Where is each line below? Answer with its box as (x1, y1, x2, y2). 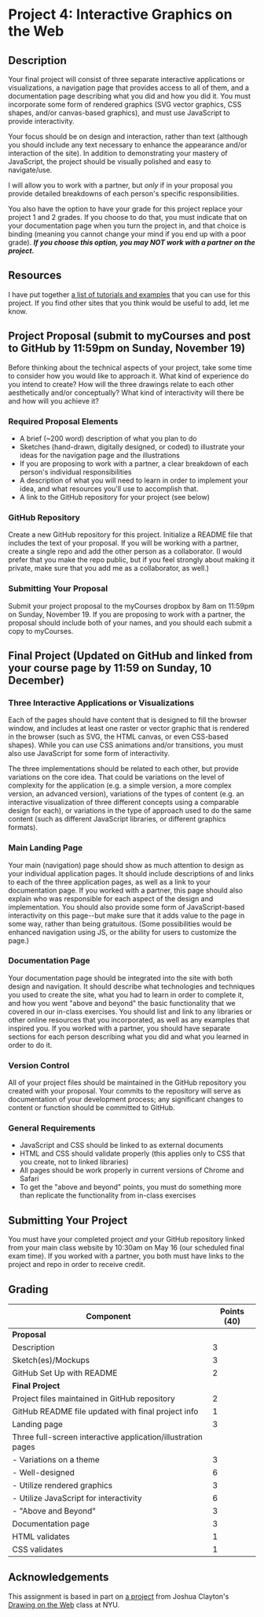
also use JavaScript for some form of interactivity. (8, 749, 170, 758)
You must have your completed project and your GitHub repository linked (8, 1235, 245, 1244)
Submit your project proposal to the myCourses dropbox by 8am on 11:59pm (8, 601, 255, 610)
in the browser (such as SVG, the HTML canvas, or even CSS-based (8, 732, 229, 742)
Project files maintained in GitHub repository (12, 1393, 175, 1404)
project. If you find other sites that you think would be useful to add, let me (8, 298, 250, 307)
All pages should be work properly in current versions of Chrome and (19, 1165, 244, 1175)
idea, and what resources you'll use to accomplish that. (19, 483, 199, 494)
